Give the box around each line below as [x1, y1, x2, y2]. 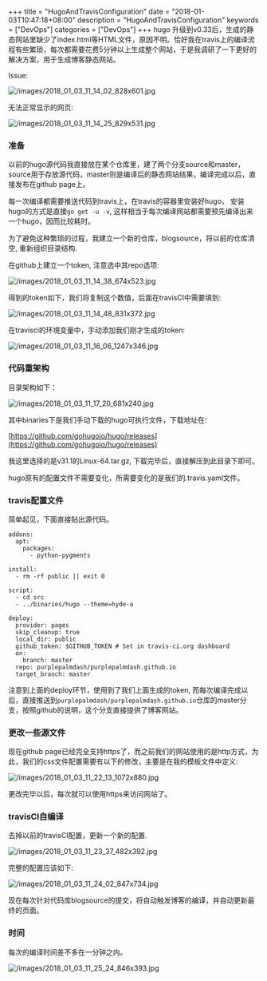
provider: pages [15, 621, 69, 630]
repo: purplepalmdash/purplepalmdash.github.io [15, 663, 177, 671]
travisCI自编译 [8, 811, 64, 822]
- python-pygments [29, 551, 91, 559]
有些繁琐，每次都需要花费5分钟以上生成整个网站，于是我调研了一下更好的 [14, 45, 257, 54]
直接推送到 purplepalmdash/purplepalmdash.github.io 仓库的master [22, 695, 241, 705]
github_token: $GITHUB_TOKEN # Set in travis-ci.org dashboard [15, 642, 230, 650]
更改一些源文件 [8, 727, 66, 738]
